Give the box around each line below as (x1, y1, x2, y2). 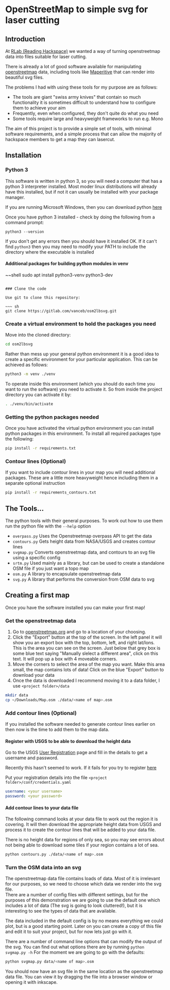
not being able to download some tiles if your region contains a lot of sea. (5, 842, 159, 848)
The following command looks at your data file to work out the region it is (5, 816, 158, 822)
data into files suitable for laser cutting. (5, 53, 87, 60)
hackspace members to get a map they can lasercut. (5, 136, 115, 142)
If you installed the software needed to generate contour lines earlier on (5, 721, 156, 727)
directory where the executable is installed (5, 249, 94, 255)
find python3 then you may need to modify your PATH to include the (5, 243, 146, 250)
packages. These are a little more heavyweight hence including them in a (5, 475, 158, 481)
